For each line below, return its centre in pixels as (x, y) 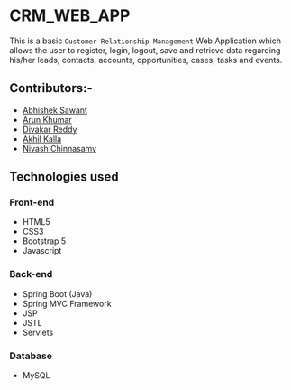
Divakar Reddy (50, 129)
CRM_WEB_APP (70, 16)
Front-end (32, 202)
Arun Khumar (47, 119)
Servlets (38, 332)
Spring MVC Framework (67, 303)
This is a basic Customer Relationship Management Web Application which (145, 41)
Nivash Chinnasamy (59, 148)
